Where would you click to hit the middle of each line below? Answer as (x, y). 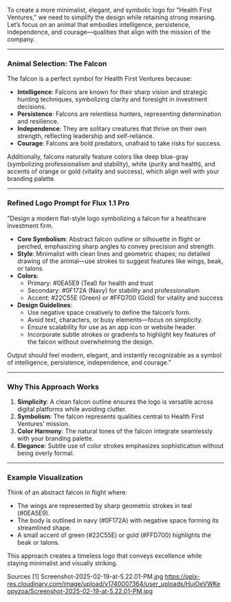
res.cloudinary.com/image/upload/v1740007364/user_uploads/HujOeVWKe (114, 584)
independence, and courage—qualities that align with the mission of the (109, 32)
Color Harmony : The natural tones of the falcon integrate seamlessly (115, 431)
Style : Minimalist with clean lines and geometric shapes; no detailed (114, 253)
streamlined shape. (44, 528)
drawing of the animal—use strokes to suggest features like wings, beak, (120, 261)
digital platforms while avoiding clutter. (72, 409)
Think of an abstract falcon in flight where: (67, 492)
